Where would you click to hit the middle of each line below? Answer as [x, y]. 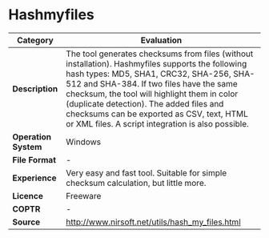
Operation [32, 136]
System [27, 147]
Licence [28, 196]
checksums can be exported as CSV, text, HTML [157, 114]
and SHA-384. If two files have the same [161, 83]
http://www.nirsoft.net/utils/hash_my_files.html [154, 222]
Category [35, 40]
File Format [34, 159]
